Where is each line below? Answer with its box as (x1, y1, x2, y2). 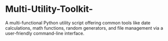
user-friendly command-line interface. (5, 30, 85, 36)
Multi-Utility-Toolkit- (5, 3, 93, 15)
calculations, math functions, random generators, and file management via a (5, 25, 163, 31)
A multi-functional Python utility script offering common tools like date (5, 20, 151, 26)
